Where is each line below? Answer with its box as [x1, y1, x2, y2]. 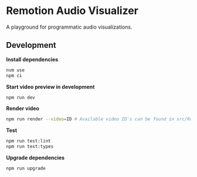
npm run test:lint [6, 138, 51, 144]
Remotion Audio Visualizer [6, 4, 139, 18]
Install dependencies [6, 55, 59, 63]
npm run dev [6, 95, 35, 100]
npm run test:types [6, 144, 54, 150]
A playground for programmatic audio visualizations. [6, 23, 133, 30]
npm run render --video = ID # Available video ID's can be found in [6, 116, 175, 122]
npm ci [6, 72, 22, 78]
